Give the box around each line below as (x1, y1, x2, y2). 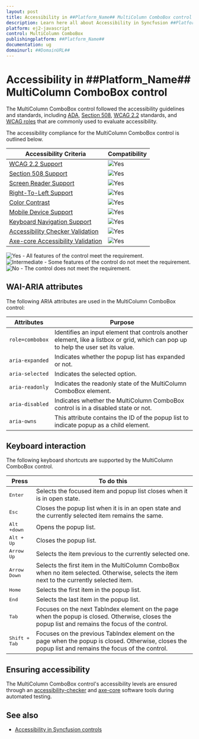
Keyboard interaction (6, 440, 86, 451)
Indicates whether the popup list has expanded (54, 353, 185, 361)
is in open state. (36, 494, 80, 503)
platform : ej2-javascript (6, 25, 70, 31)
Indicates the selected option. (54, 369, 137, 378)
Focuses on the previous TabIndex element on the (36, 630, 175, 638)
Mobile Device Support (9, 208, 73, 216)
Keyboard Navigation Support (9, 217, 92, 226)
